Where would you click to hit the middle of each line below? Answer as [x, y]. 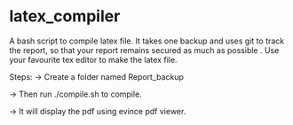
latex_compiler [65, 16]
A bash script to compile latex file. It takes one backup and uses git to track [147, 41]
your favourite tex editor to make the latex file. [93, 59]
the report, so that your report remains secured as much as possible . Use [144, 50]
